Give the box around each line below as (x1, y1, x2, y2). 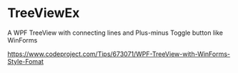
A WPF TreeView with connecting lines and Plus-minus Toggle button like (7, 28, 224, 37)
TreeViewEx (7, 5, 80, 21)
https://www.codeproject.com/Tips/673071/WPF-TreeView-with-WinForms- (7, 50, 231, 58)
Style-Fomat (7, 57, 44, 65)
